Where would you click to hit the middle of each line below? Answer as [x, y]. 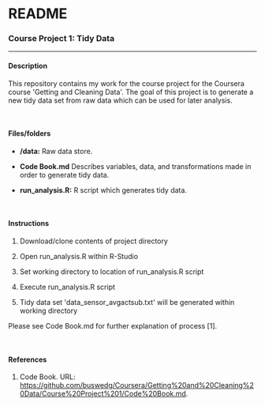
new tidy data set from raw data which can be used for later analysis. [120, 100]
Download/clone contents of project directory [93, 241]
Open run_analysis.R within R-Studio [79, 257]
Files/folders [30, 133]
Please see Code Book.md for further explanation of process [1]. [113, 326]
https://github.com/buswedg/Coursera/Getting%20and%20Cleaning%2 [136, 385]
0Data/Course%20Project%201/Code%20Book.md [103, 394]
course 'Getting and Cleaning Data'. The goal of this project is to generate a [131, 92]
